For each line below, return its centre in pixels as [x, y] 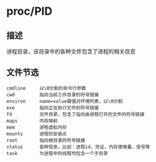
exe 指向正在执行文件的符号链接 [53, 108]
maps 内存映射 [32, 121]
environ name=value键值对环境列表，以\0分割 [64, 101]
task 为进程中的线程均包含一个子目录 [57, 153]
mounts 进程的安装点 [37, 134]
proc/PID [29, 11]
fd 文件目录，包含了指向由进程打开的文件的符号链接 [76, 114]
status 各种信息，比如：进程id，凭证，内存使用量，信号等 [78, 147]
